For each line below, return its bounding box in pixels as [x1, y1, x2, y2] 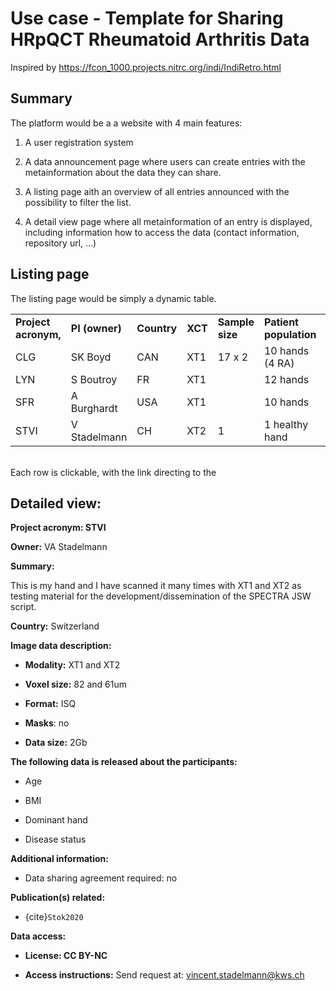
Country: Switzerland [10, 620, 100, 632]
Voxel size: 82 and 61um [24, 678, 128, 691]
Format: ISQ [24, 698, 77, 710]
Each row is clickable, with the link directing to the [10, 466, 217, 478]
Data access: [10, 930, 67, 942]
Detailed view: [10, 495, 102, 512]
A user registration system [24, 136, 134, 148]
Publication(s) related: [10, 892, 106, 904]
